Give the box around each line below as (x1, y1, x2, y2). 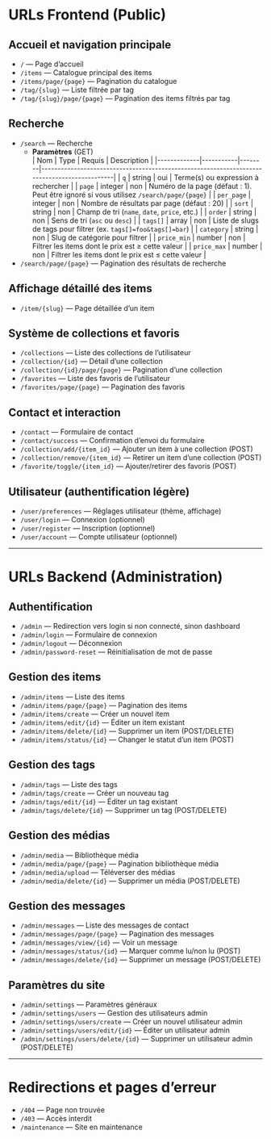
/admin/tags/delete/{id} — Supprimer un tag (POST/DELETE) (19, 805, 227, 814)
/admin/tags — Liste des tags (19, 779, 119, 789)
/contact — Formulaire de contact (19, 427, 134, 437)
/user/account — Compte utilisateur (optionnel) (19, 532, 177, 542)
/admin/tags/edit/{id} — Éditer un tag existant (19, 797, 178, 806)
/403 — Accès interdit (19, 1114, 93, 1124)
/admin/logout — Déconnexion (19, 639, 123, 648)
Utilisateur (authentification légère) (8, 484, 190, 498)
